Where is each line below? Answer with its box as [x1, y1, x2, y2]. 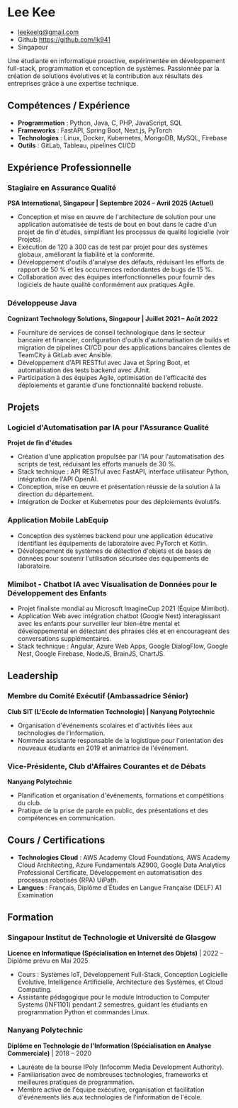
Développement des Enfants [7, 588, 108, 598]
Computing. [17, 985, 52, 993]
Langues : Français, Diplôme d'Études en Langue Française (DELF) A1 [17, 883, 222, 892]
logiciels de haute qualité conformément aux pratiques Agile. [17, 281, 195, 289]
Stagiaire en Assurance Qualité [7, 183, 117, 193]
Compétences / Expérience [7, 100, 130, 112]
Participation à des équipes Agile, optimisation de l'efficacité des [17, 373, 207, 381]
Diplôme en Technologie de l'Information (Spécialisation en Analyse [7, 1041, 212, 1050]
